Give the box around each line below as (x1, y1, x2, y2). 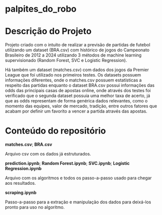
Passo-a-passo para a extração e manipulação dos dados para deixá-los (5, 199, 151, 205)
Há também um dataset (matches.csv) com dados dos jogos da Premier (5, 67, 149, 73)
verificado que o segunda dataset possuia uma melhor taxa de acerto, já (5, 93, 150, 98)
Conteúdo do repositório (5, 125, 106, 137)
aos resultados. (5, 180, 36, 186)
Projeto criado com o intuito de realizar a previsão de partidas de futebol (5, 42, 151, 48)
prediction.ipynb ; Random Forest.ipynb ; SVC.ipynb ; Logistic (5, 160, 130, 166)
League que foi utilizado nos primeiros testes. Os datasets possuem (5, 72, 141, 78)
